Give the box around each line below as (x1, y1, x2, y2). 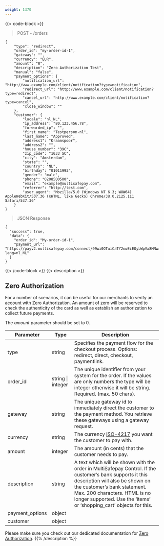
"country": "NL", (22, 164, 58, 169)
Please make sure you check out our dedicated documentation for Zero (5, 530, 149, 536)
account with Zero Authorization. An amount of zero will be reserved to (5, 300, 148, 306)
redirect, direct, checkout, (74, 352, 133, 359)
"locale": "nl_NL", (22, 117, 62, 121)
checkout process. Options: (74, 346, 138, 353)
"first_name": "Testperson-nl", (22, 129, 89, 135)
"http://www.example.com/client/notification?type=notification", (5, 82, 143, 87)
